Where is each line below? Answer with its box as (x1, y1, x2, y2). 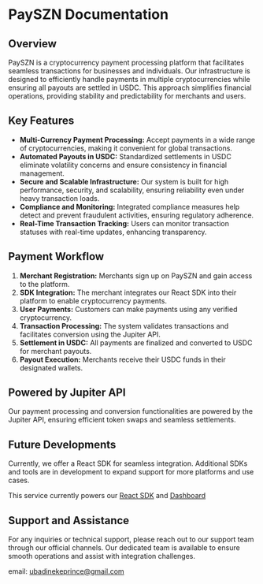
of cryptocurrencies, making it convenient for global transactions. (19, 143, 232, 153)
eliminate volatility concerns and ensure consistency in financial (19, 160, 227, 169)
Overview (8, 37, 57, 50)
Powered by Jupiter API (8, 386, 126, 400)
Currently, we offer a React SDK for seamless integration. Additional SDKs (8, 459, 248, 468)
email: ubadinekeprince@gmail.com (8, 567, 124, 576)
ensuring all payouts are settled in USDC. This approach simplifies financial (8, 83, 252, 92)
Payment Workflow (8, 250, 105, 263)
